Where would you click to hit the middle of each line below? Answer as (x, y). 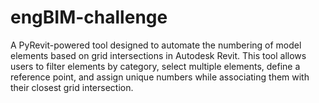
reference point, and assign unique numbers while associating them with (160, 77)
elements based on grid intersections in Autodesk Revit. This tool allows (158, 55)
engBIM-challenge (89, 17)
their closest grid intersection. (72, 87)
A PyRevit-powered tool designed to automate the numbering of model (156, 45)
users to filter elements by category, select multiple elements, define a (155, 66)
